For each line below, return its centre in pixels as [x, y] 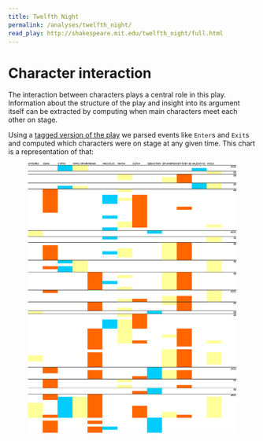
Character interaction [80, 73]
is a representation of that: [51, 152]
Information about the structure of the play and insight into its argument [124, 103]
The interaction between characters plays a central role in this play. [117, 95]
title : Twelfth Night [44, 17]
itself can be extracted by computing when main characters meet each [123, 112]
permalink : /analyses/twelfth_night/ [70, 25]
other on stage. [33, 120]
